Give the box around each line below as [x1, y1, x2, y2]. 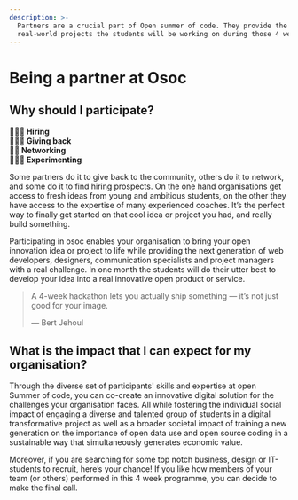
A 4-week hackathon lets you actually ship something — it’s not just [30, 291, 279, 301]
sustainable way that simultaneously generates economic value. [9, 437, 244, 448]
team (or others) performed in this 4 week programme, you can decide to [9, 473, 278, 484]
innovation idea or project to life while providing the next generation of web [9, 246, 284, 256]
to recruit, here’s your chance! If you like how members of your [43, 464, 272, 474]
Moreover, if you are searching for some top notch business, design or [9, 454, 267, 465]
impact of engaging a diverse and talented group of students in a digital [9, 409, 271, 419]
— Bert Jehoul [30, 317, 84, 328]
